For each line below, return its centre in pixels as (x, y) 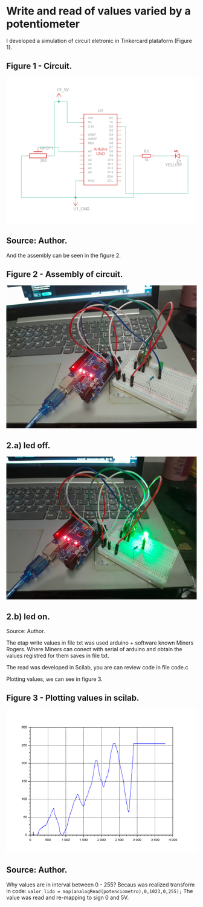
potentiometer (43, 24)
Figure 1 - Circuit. (39, 66)
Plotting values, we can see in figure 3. (54, 679)
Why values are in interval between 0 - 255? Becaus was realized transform (101, 885)
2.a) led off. (28, 445)
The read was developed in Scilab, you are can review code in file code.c (97, 667)
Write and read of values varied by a (99, 11)
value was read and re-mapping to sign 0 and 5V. (67, 897)
